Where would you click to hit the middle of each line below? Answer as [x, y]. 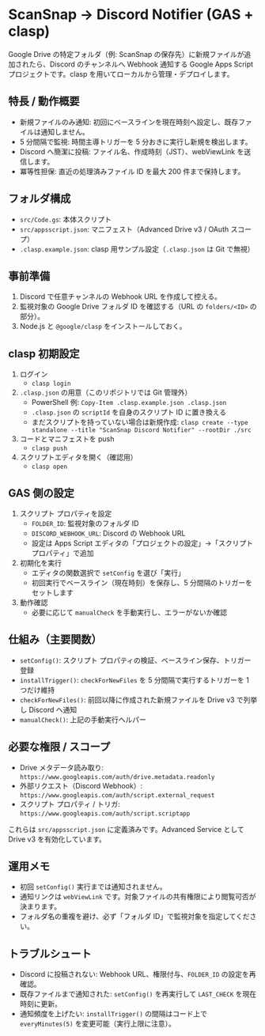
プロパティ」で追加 [62, 553]
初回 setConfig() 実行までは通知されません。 [93, 887]
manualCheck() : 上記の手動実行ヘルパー [83, 719]
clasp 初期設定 [44, 354]
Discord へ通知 [53, 709]
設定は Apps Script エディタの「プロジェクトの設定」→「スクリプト [142, 543]
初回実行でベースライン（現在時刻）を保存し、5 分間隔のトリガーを [142, 582]
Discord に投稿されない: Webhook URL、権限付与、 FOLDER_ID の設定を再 [138, 974]
